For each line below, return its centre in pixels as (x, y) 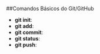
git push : (26, 45)
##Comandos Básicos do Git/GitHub (50, 9)
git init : (23, 20)
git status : (27, 38)
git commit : (29, 32)
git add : (24, 26)
